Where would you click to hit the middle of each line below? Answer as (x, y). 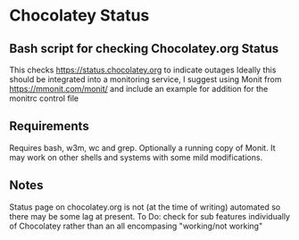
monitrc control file (44, 98)
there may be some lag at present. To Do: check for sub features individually (149, 216)
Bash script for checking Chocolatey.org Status (144, 49)
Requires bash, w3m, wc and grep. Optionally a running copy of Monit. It (142, 147)
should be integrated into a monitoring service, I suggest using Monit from (145, 79)
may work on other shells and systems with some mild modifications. (136, 157)
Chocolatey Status (79, 16)
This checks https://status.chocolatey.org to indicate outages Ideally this (143, 70)
